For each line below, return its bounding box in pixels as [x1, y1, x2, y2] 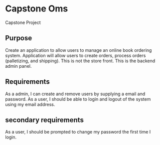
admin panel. [5, 63, 32, 69]
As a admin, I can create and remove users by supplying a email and [5, 91, 146, 97]
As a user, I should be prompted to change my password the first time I [5, 129, 151, 135]
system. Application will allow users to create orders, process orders [5, 52, 146, 58]
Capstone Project [5, 19, 41, 25]
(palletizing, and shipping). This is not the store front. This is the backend [5, 58, 156, 64]
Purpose [5, 34, 32, 42]
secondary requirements [5, 116, 84, 124]
